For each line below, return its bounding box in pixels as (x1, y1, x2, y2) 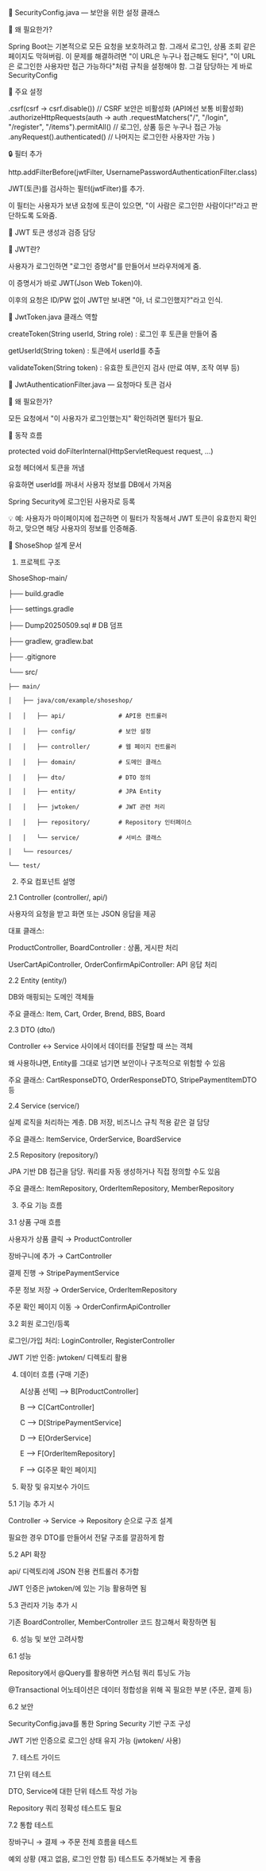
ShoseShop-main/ (8, 573, 67, 583)
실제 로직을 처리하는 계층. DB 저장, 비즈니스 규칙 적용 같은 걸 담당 (8, 1117, 210, 1127)
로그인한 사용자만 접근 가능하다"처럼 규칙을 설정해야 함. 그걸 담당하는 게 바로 (16, 61, 253, 71)
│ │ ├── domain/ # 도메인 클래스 (8, 758, 163, 766)
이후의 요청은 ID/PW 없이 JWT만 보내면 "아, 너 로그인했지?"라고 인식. (8, 295, 223, 305)
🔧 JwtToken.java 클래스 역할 (8, 312, 98, 322)
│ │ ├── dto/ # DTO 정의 (8, 774, 151, 782)
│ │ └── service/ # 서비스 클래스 (8, 834, 163, 842)
